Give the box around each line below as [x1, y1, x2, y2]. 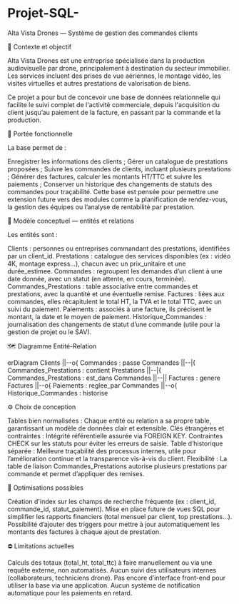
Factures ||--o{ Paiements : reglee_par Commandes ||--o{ [7, 381, 178, 390]
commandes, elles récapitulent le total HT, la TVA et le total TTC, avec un [7, 297, 223, 306]
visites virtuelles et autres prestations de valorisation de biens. [7, 79, 191, 87]
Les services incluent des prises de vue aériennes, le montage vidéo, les [7, 71, 221, 80]
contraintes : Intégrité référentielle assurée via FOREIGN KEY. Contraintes [7, 431, 223, 440]
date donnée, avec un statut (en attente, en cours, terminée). [7, 274, 187, 283]
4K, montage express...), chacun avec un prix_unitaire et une [7, 259, 186, 268]
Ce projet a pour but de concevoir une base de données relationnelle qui [7, 93, 221, 101]
